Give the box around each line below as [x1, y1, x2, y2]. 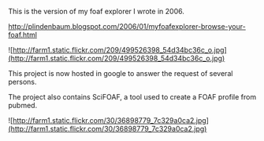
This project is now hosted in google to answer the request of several [8, 69, 233, 78]
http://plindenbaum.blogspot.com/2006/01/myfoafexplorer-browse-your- [8, 22, 246, 31]
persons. [8, 78, 37, 86]
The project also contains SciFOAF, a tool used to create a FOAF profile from [8, 92, 257, 101]
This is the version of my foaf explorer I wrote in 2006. [8, 7, 185, 16]
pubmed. [8, 101, 38, 110]
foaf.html [8, 31, 38, 39]
